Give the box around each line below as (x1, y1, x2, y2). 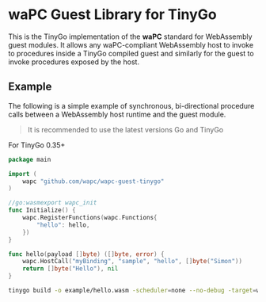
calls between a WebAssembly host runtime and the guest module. (8, 109, 226, 119)
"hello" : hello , (36, 220, 90, 229)
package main (8, 155, 51, 163)
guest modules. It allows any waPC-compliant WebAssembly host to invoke (8, 40, 254, 49)
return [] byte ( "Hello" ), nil (22, 265, 119, 273)
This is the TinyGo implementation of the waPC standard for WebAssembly (8, 32, 253, 41)
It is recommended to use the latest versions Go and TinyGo (27, 124, 224, 134)
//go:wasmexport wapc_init (8, 199, 97, 207)
